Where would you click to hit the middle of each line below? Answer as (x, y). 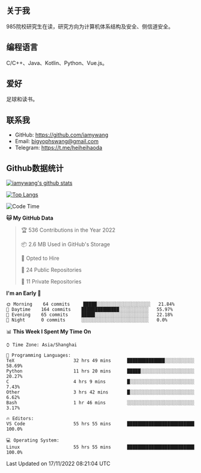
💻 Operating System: (33, 441)
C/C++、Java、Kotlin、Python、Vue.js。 (57, 63)
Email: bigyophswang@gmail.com (57, 141)
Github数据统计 (35, 168)
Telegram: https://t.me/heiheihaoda (58, 148)
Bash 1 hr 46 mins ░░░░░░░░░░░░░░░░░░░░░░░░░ (100, 403)
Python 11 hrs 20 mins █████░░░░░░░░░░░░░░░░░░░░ (100, 371)
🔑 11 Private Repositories (51, 282)
